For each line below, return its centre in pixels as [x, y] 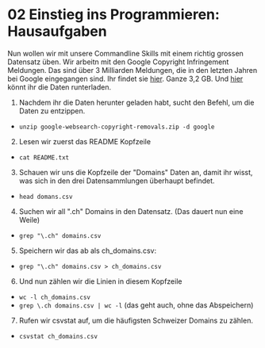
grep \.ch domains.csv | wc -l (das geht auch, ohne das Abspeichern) [136, 305]
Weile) [29, 220]
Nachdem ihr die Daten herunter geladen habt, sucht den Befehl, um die [136, 102]
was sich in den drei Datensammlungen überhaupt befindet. [117, 181]
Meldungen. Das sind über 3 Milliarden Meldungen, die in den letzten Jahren [132, 70]
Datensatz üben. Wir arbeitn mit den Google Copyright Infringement [118, 62]
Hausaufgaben [58, 31]
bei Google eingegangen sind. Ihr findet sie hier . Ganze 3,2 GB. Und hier [125, 78]
